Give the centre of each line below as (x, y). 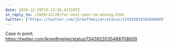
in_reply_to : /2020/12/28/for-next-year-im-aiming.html (65, 15)
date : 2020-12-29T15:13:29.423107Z (43, 10)
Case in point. (20, 34)
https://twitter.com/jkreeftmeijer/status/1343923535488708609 (71, 39)
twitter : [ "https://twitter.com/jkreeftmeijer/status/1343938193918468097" (86, 19)
